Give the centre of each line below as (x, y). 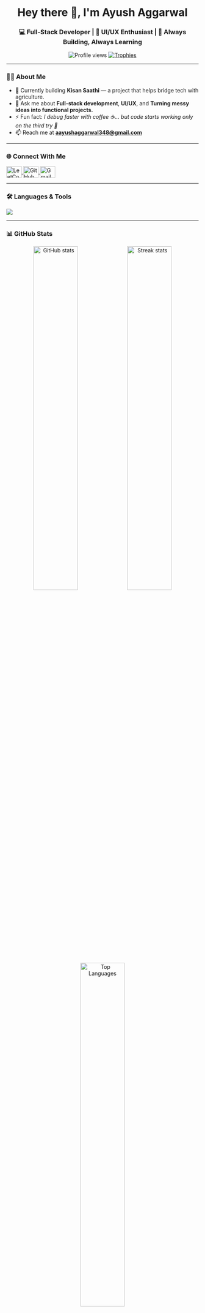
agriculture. (30, 97)
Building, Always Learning (103, 42)
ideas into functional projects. (54, 110)
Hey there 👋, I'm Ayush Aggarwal (103, 13)
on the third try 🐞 (36, 126)
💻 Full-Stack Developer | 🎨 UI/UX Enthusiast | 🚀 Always (103, 32)
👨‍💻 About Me (26, 77)
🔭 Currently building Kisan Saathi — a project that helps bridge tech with (107, 90)
